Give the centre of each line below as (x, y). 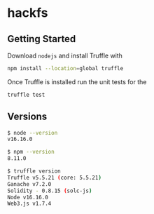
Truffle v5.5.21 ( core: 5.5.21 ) (54, 178)
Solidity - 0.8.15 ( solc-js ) (50, 191)
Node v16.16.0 (28, 197)
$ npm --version (31, 152)
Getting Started (42, 39)
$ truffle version (34, 171)
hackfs (28, 13)
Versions (27, 117)
